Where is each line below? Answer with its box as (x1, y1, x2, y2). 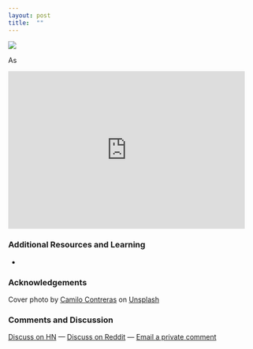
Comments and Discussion (8, 314, 113, 325)
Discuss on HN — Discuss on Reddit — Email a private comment (8, 332, 217, 342)
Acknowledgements (8, 277, 87, 288)
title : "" (8, 19, 44, 27)
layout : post (8, 11, 51, 20)
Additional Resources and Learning (8, 239, 146, 251)
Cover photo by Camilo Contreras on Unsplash (8, 295, 160, 304)
